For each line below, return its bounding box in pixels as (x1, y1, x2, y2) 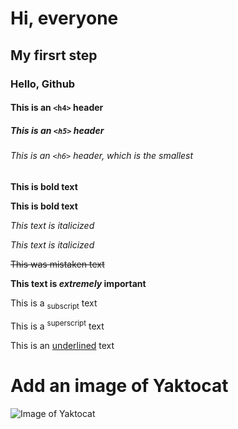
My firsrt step (10, 47, 98, 64)
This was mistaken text (10, 258, 105, 270)
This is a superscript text (10, 318, 105, 332)
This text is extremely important (10, 277, 147, 289)
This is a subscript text (10, 297, 98, 311)
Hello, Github (10, 77, 76, 91)
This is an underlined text (10, 340, 115, 352)
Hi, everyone (10, 7, 119, 30)
